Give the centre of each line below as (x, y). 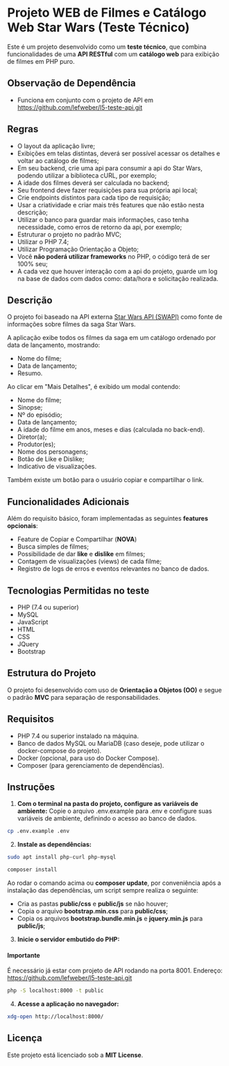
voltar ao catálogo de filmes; (58, 160)
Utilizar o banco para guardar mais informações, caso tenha (103, 219)
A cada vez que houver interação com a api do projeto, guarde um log (117, 271)
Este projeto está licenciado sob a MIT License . (75, 1055)
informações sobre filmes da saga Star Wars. (71, 325)
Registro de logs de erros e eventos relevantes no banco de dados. (113, 569)
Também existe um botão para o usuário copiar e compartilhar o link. (106, 480)
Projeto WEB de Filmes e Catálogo (107, 13)
